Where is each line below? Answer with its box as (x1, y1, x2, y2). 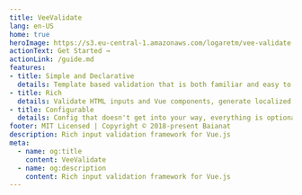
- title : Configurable (9, 105, 94, 114)
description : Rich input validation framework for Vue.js (9, 130, 231, 139)
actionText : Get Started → (9, 47, 111, 56)
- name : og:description (17, 164, 106, 173)
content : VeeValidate (25, 155, 106, 164)
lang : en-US (9, 22, 54, 31)
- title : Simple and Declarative (9, 72, 135, 81)
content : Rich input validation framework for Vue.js (25, 172, 231, 181)
